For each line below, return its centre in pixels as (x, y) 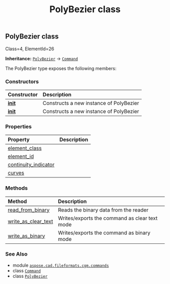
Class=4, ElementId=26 (30, 49)
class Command (27, 270)
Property (19, 139)
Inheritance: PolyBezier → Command (42, 58)
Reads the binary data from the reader (103, 210)
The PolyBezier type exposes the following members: (61, 68)
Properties (18, 126)
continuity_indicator (31, 165)
